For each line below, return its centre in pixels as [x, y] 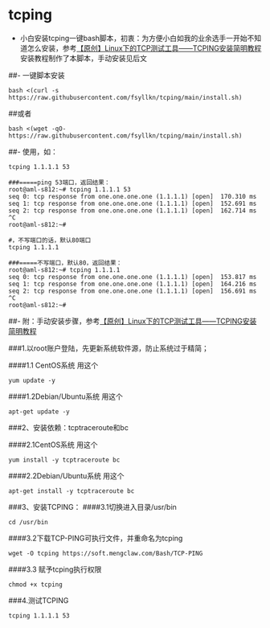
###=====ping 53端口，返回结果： [59, 183]
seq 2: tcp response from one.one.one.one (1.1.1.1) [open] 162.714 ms [133, 211]
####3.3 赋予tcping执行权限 [55, 569]
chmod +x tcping [35, 585]
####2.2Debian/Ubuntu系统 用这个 [66, 475]
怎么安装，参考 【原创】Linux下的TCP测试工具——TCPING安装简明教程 [144, 48]
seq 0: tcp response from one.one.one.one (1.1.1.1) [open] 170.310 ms [133, 196]
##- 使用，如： [33, 151]
